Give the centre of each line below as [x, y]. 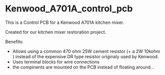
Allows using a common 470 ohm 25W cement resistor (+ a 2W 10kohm [86, 51]
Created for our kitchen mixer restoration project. [56, 32]
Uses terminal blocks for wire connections [56, 62]
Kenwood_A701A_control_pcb [69, 9]
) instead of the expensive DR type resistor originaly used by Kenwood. [85, 56]
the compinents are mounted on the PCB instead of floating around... [83, 67]
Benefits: [14, 41]
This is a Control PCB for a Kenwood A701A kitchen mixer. [65, 22]
